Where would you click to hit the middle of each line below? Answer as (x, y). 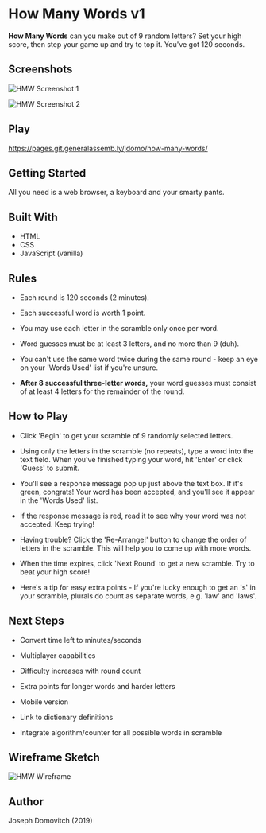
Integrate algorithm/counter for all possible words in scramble (121, 732)
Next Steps (36, 621)
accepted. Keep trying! (57, 524)
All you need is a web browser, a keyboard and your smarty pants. (116, 193)
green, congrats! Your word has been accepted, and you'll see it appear (137, 492)
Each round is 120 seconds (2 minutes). (84, 298)
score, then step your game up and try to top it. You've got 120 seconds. (127, 44)
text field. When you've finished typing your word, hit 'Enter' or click (131, 459)
